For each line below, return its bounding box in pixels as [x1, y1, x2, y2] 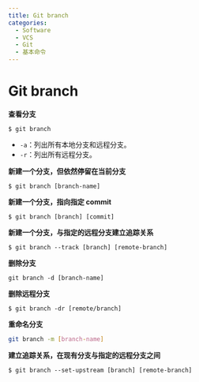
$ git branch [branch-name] [8, 182, 101, 190]
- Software [15, 26, 51, 34]
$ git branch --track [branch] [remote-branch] [8, 243, 168, 251]
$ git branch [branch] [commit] [8, 212, 115, 221]
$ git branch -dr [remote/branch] [8, 305, 122, 313]
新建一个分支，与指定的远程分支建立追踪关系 [8, 227, 154, 237]
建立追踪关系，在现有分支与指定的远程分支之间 [8, 350, 160, 360]
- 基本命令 [15, 48, 47, 56]
